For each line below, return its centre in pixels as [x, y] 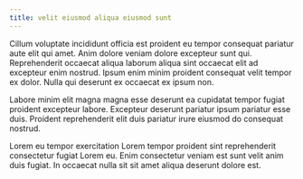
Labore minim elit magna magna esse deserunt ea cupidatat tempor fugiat [147, 99]
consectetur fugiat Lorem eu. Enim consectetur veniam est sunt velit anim [147, 155]
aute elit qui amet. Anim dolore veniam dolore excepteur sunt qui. [131, 53]
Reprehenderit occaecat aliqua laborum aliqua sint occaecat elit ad [134, 62]
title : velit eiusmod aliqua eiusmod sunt [90, 18]
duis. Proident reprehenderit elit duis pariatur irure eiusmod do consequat [146, 118]
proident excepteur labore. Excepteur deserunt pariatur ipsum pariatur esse [150, 108]
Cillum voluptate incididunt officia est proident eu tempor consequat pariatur [151, 43]
